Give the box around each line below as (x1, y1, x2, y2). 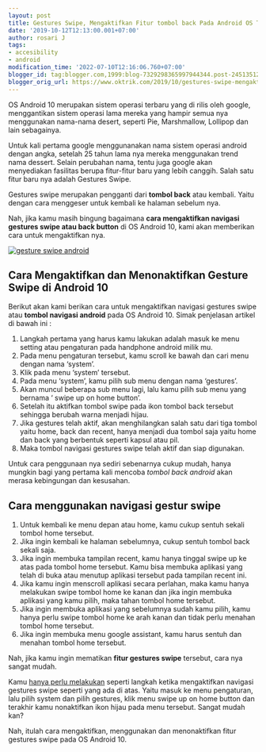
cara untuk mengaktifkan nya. (8, 230, 105, 240)
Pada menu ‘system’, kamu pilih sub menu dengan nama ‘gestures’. (19, 376, 238, 386)
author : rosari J (8, 33, 66, 42)
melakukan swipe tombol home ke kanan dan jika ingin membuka (19, 588, 232, 597)
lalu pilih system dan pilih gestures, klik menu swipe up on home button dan (8, 694, 255, 704)
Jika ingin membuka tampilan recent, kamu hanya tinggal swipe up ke (19, 554, 247, 563)
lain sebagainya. (8, 125, 62, 135)
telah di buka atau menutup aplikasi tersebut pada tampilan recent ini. (19, 570, 247, 580)
